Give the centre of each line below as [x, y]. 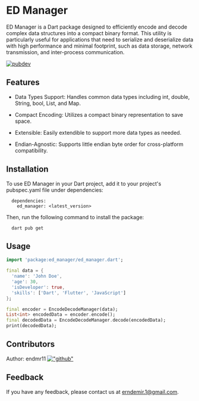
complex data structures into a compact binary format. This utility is [89, 33]
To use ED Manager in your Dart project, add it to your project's [84, 184]
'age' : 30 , [25, 282]
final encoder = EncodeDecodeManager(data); [62, 309]
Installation [27, 170]
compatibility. [31, 150]
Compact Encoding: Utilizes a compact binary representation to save [99, 114]
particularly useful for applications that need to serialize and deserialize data [100, 39]
